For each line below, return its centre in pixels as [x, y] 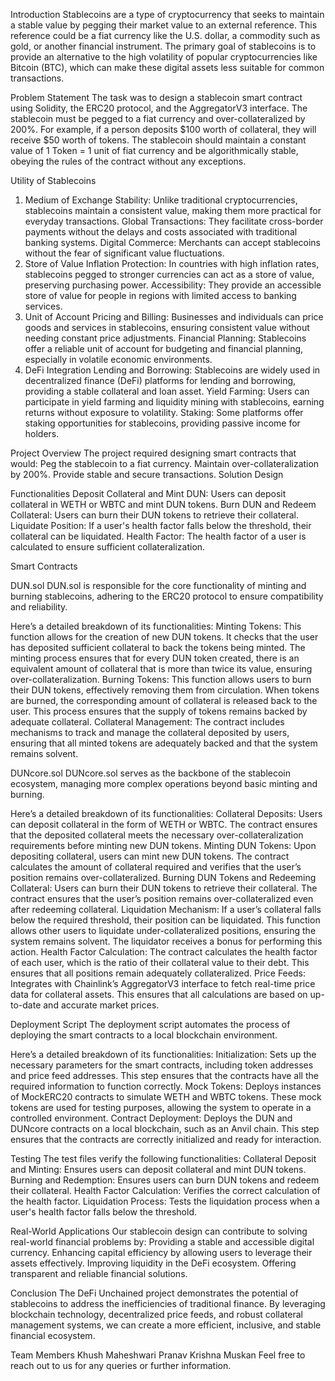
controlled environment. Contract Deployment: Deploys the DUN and [151, 1118]
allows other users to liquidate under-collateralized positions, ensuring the [163, 930]
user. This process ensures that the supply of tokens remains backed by [159, 711]
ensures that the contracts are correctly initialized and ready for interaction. [166, 1139]
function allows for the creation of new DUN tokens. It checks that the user [164, 637]
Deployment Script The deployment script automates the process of [150, 1024]
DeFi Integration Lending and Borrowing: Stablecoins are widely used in [172, 370]
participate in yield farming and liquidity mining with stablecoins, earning [174, 402]
